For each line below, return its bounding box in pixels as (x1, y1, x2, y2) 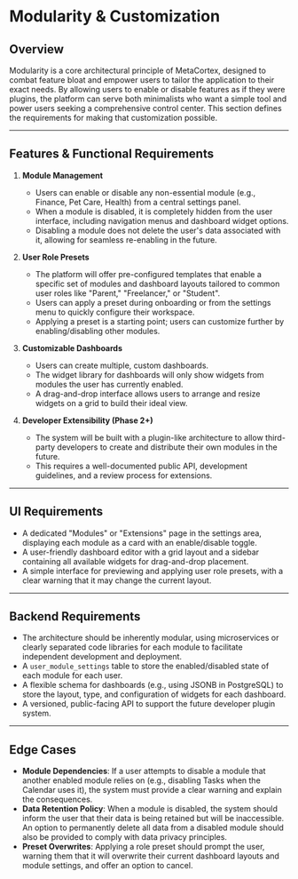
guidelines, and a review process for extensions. (35, 469, 213, 481)
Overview (9, 42, 65, 57)
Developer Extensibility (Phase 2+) (21, 415, 153, 426)
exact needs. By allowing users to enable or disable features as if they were (9, 84, 286, 94)
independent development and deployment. (21, 651, 183, 662)
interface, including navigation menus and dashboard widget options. (35, 215, 289, 226)
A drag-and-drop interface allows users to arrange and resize (35, 388, 261, 399)
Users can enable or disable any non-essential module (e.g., (35, 187, 256, 197)
